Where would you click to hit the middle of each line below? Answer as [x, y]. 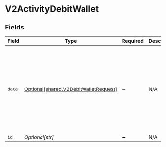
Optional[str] [39, 137]
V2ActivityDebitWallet [52, 9]
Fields [15, 27]
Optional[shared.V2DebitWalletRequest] [71, 89]
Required [133, 41]
